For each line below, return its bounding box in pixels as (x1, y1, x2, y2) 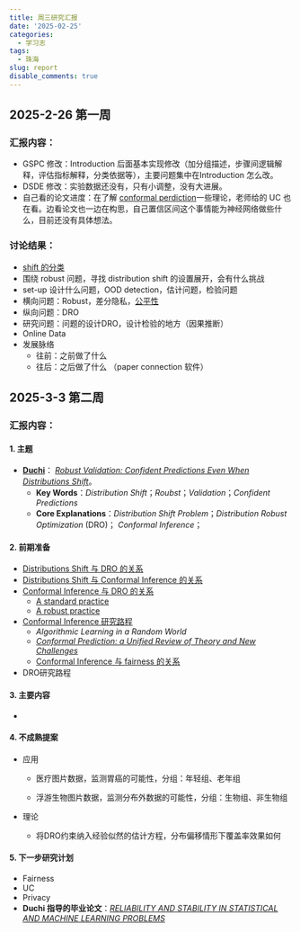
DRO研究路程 (22, 668, 72, 678)
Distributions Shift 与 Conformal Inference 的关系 (22, 575, 204, 586)
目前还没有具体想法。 (38, 215, 118, 226)
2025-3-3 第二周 (9, 390, 105, 406)
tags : (9, 47, 30, 56)
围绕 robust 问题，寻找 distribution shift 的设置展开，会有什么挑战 (22, 273, 265, 283)
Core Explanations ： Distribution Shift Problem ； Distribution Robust (35, 508, 287, 519)
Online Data (22, 327, 66, 338)
